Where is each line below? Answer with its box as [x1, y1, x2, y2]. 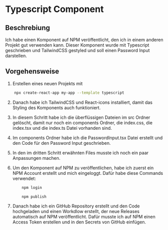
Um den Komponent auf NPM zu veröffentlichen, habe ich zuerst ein [12, 164, 154, 171]
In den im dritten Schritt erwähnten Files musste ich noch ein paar [12, 149, 149, 156]
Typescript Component [5, 4, 104, 15]
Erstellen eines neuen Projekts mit [12, 80, 83, 86]
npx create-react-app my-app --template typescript [14, 90, 124, 95]
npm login [22, 185, 42, 190]
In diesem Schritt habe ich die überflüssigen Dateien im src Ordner [12, 114, 150, 120]
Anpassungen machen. [12, 155, 61, 161]
